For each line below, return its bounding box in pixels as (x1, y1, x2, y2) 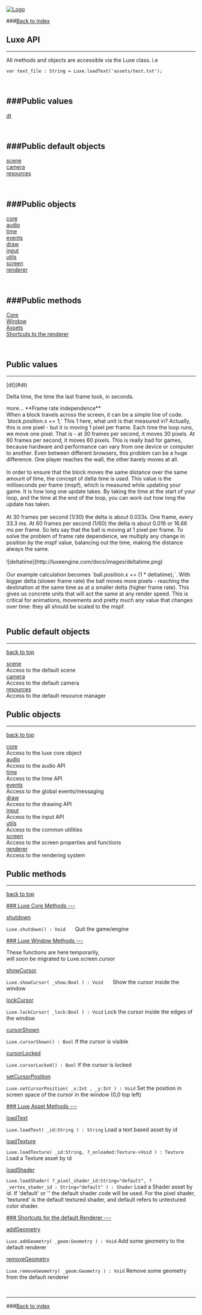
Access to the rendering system (6, 851, 85, 859)
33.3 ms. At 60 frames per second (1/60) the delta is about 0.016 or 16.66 (6, 520, 188, 527)
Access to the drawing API (6, 800, 72, 807)
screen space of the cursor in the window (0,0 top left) (6, 1091, 142, 1098)
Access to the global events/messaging (6, 788, 104, 795)
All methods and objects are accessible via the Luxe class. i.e (6, 56, 158, 63)
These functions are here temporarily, (6, 949, 100, 956)
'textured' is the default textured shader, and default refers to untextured (6, 1196, 186, 1204)
